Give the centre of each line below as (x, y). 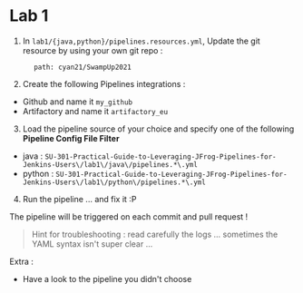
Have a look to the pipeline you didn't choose (107, 278)
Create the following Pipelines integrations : (104, 83)
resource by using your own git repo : (93, 50)
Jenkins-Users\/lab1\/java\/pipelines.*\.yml (110, 164)
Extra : (22, 261)
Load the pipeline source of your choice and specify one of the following (158, 129)
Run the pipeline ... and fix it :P (79, 199)
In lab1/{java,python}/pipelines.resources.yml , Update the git (141, 41)
